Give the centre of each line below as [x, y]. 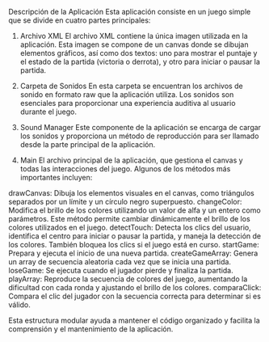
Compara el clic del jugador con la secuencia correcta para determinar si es [134, 296]
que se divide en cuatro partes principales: [80, 20]
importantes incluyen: [56, 177]
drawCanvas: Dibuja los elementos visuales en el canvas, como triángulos [131, 193]
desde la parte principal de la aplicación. [88, 144]
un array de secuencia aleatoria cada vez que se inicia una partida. [120, 262]
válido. [19, 305]
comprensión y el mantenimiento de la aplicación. [91, 329]
